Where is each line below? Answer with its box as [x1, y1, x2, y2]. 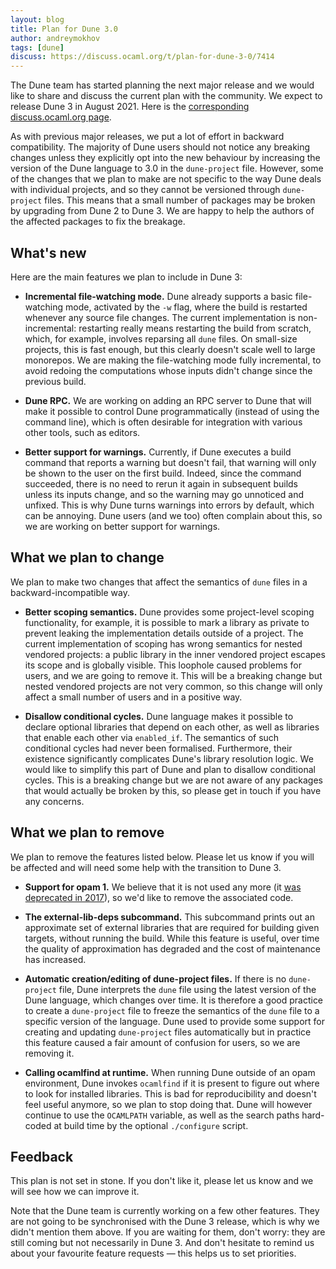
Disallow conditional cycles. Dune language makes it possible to [24, 710, 294, 722]
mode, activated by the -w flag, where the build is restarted [65, 301, 308, 313]
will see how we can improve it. [10, 1186, 140, 1198]
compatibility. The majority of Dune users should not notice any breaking [10, 141, 311, 153]
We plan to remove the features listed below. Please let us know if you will [10, 851, 315, 863]
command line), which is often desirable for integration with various [24, 416, 303, 428]
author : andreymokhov [10, 33, 101, 43]
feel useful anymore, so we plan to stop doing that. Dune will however [24, 1098, 313, 1110]
